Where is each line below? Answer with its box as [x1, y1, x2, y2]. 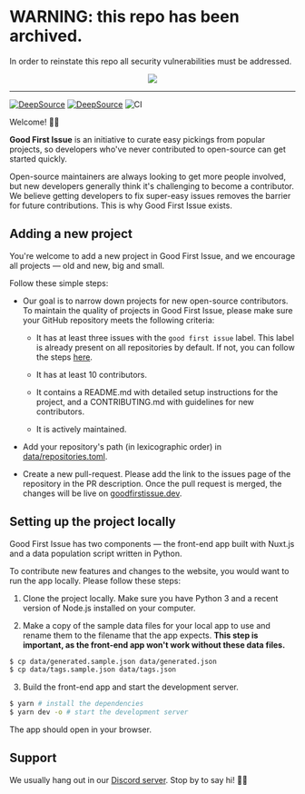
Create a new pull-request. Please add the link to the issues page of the [22, 468, 291, 479]
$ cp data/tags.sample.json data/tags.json [9, 665, 177, 674]
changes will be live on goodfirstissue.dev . [22, 488, 182, 499]
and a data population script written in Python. [9, 548, 183, 559]
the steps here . [35, 352, 93, 362]
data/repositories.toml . [22, 451, 108, 462]
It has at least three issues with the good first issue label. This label [35, 332, 295, 342]
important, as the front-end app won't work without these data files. [22, 639, 286, 650]
